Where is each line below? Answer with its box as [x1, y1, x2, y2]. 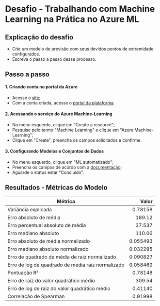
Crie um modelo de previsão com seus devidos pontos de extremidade [12, 46, 154, 51]
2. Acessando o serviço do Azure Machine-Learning [5, 111, 112, 117]
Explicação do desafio [5, 33, 74, 41]
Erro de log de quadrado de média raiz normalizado [7, 261, 125, 268]
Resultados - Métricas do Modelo [5, 184, 108, 192]
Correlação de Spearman [7, 293, 65, 300]
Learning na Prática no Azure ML [5, 14, 140, 25]
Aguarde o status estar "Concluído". [12, 170, 84, 175]
